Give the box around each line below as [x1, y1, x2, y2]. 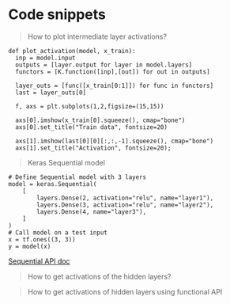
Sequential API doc [8, 256, 70, 266]
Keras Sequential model [27, 158, 105, 167]
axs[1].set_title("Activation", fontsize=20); [15, 144, 172, 152]
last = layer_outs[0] [15, 89, 87, 97]
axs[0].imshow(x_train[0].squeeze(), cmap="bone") [15, 116, 186, 124]
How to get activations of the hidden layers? [27, 272, 172, 281]
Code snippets [8, 6, 107, 24]
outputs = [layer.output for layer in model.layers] [15, 61, 193, 69]
